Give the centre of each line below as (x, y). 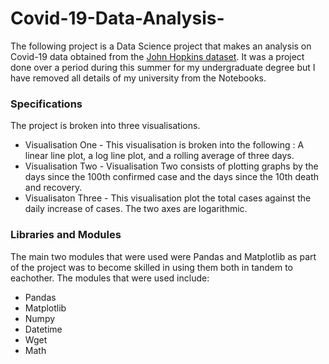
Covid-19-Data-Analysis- (117, 18)
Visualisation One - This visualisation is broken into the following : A (164, 145)
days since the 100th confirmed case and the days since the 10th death (172, 177)
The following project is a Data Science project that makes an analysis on (161, 46)
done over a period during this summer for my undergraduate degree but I (163, 67)
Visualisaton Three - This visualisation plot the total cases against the (168, 198)
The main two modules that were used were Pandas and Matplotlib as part (163, 256)
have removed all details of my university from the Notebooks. (138, 78)
